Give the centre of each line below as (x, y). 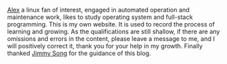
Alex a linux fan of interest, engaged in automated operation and (98, 10)
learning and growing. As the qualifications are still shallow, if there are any (113, 31)
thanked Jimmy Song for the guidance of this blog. (79, 53)
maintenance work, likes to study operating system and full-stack (100, 17)
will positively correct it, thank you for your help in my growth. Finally (105, 46)
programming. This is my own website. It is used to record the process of (111, 24)
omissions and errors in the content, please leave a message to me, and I (111, 39)
